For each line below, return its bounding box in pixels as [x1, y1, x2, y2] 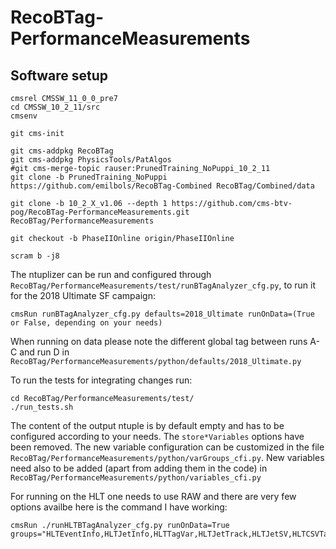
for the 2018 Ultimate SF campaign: [10, 290, 156, 301]
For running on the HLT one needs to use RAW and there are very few [10, 491, 297, 502]
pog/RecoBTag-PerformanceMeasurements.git [10, 207, 190, 217]
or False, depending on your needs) [10, 318, 163, 328]
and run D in [19, 346, 70, 358]
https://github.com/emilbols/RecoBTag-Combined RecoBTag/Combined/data [10, 181, 315, 191]
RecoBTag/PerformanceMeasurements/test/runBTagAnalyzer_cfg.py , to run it [10, 279, 317, 291]
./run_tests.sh [10, 402, 74, 412]
